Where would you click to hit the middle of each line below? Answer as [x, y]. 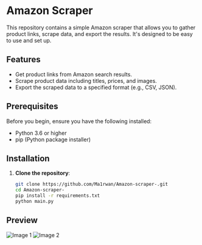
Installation [28, 158]
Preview [22, 220]
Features [23, 59]
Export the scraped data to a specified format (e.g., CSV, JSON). [96, 87]
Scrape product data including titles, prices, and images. [86, 80]
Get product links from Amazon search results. [74, 74]
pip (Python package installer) [53, 139]
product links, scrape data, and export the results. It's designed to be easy [99, 34]
